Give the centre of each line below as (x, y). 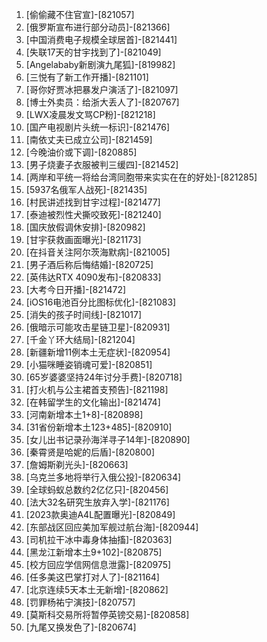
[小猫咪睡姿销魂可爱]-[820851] (89, 364)
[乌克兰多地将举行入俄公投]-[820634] (103, 477)
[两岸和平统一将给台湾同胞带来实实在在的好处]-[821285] (141, 177)
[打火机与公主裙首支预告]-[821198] (97, 389)
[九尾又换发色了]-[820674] (81, 627)
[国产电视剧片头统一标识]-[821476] (97, 127)
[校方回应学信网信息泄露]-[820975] (98, 564)
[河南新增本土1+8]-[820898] (84, 414)
